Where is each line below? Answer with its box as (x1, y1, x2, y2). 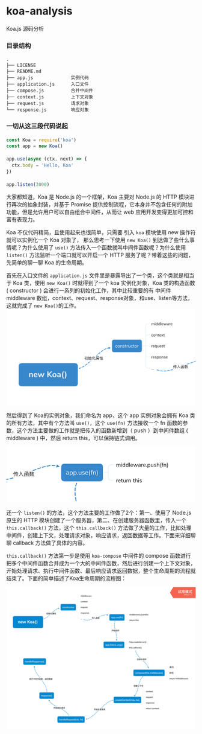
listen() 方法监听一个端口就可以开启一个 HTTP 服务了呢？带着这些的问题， (6, 251, 194, 258)
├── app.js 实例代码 (6, 75, 89, 81)
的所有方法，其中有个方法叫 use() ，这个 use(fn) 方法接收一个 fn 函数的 (6, 419, 183, 426)
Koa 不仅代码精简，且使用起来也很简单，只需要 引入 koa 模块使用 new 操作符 (6, 228, 196, 236)
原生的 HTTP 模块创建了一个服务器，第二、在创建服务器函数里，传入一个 (6, 517, 187, 524)
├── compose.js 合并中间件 (6, 88, 94, 94)
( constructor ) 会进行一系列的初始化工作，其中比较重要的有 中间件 (6, 287, 171, 294)
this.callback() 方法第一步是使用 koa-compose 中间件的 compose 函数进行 (6, 552, 191, 560)
